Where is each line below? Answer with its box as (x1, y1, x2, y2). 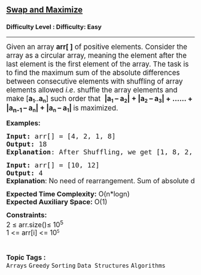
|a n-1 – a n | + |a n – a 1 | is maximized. (6, 103, 118, 114)
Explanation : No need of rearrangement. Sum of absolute (6, 177, 189, 185)
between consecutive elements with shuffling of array (6, 76, 184, 86)
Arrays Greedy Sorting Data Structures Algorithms (6, 262, 166, 270)
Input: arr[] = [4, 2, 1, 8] (6, 131, 116, 141)
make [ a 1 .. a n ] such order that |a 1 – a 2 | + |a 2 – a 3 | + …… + (6, 94, 193, 104)
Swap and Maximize (6, 5, 83, 15)
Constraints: (6, 210, 47, 219)
